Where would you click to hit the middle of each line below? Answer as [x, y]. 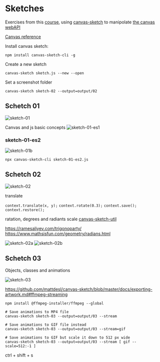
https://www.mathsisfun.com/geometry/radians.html [58, 234]
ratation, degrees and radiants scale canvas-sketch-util [61, 219]
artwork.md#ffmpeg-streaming [36, 294]
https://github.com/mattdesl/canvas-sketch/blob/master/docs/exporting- [79, 289]
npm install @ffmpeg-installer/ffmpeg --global [55, 303]
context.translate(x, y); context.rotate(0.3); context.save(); [71, 206]
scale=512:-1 [18, 346]
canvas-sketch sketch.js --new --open [45, 73]
